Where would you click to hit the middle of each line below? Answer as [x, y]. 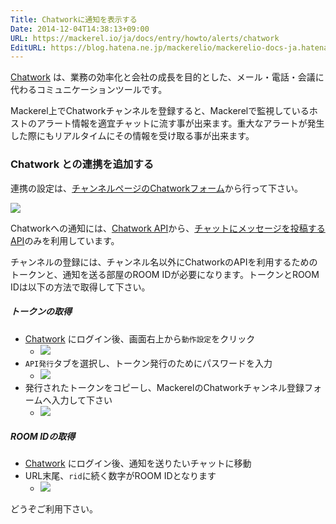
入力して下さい [82, 400]
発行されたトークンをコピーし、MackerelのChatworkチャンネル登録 [164, 387]
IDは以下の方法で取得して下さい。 [80, 287]
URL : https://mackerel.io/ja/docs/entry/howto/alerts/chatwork [145, 38]
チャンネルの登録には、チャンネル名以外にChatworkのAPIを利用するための [164, 262]
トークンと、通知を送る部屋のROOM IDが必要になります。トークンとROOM [165, 274]
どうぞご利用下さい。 [54, 509]
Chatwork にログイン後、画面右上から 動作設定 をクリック [140, 338]
